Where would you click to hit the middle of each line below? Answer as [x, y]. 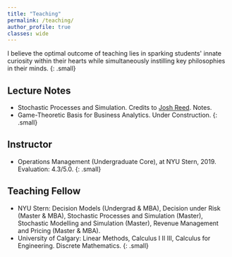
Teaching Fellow [44, 191]
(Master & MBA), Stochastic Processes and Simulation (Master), [110, 215]
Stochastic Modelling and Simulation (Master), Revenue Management [118, 223]
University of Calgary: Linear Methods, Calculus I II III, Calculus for [114, 238]
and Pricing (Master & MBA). [59, 230]
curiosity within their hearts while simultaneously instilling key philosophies [116, 61]
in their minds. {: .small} [42, 68]
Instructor [30, 145]
